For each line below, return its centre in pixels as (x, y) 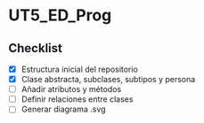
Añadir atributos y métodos (71, 89)
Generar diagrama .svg (63, 109)
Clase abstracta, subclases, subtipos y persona (108, 80)
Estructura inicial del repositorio (80, 69)
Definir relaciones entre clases (77, 99)
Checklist (36, 48)
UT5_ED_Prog (60, 15)
